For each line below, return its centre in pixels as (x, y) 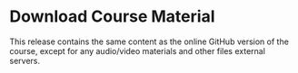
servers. (25, 60)
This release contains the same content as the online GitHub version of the (149, 41)
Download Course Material (112, 17)
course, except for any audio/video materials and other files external (138, 50)
